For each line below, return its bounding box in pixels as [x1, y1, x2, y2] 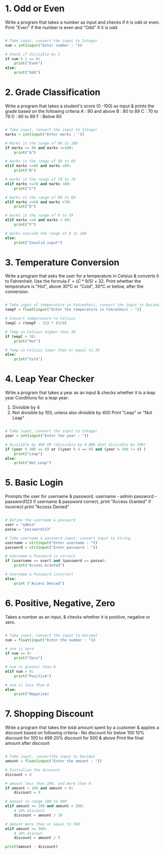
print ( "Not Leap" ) [14, 460, 52, 465]
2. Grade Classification [5, 87, 101, 98]
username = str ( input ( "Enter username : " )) [5, 540, 98, 545]
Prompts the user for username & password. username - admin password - [5, 493, 157, 499]
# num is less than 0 [5, 683, 50, 688]
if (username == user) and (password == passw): [5, 558, 107, 563]
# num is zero [5, 646, 34, 652]
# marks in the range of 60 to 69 [5, 195, 76, 200]
